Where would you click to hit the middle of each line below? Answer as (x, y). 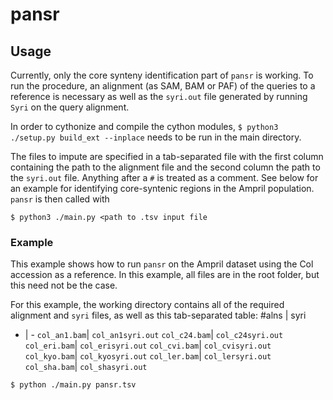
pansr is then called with (60, 199)
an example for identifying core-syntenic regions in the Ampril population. (162, 188)
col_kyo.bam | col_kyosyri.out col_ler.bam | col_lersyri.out (148, 356)
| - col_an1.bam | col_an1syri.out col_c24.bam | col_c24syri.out (154, 335)
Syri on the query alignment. (70, 107)
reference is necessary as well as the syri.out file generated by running (159, 96)
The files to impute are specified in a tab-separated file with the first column (167, 156)
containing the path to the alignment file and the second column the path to (165, 167)
